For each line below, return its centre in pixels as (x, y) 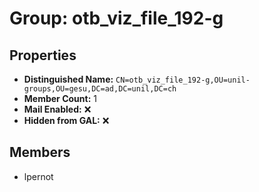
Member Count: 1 (60, 98)
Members (40, 152)
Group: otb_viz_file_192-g (116, 18)
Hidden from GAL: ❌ (66, 120)
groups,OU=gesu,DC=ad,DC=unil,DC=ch (100, 89)
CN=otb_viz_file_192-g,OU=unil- (183, 80)
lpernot (38, 176)
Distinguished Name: (68, 79)
